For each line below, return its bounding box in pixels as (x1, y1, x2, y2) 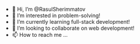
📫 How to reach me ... (11, 32, 68, 38)
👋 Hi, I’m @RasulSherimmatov (11, 6, 86, 12)
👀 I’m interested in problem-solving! (11, 12, 101, 19)
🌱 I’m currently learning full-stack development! (11, 18, 130, 25)
